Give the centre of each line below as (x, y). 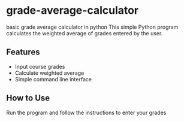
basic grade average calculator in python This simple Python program (92, 27)
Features (23, 52)
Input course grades (40, 66)
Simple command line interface (53, 79)
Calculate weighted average (49, 73)
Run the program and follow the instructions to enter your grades (86, 112)
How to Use (28, 98)
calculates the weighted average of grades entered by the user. (85, 33)
